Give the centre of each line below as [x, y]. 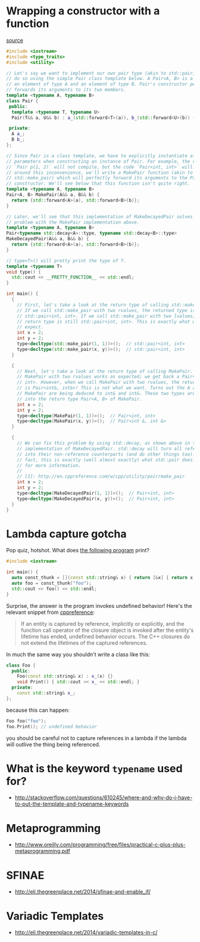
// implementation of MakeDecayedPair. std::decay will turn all [100, 449]
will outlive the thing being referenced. [53, 744]
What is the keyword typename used [94, 768]
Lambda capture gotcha [66, 534]
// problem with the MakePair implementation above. [73, 222]
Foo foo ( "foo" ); [26, 721]
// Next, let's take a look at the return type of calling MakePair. [105, 371]
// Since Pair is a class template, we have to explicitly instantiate [97, 156]
